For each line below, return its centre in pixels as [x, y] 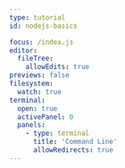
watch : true [40, 92]
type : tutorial [37, 17]
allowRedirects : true [73, 150]
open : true [37, 108]
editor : [24, 50]
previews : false [39, 76]
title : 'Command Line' [75, 142]
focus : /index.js [42, 42]
